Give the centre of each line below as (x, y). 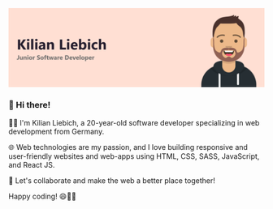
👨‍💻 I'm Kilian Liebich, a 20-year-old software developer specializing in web (134, 122)
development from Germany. (56, 131)
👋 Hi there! (30, 105)
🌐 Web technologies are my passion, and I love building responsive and (128, 147)
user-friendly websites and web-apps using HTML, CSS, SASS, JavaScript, (134, 156)
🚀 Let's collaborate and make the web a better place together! (112, 180)
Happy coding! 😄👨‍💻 (43, 196)
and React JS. (32, 164)
